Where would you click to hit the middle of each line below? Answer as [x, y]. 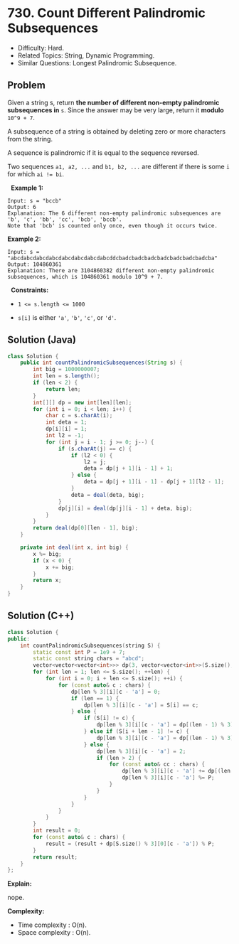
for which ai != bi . [36, 174]
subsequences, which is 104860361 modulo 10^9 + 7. [85, 277]
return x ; [47, 581]
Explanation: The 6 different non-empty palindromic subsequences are [114, 213]
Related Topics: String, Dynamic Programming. [86, 55]
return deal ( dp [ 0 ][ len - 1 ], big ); [86, 528]
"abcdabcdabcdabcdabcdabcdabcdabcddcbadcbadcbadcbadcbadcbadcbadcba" [113, 258]
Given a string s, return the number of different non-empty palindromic [113, 102]
